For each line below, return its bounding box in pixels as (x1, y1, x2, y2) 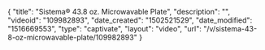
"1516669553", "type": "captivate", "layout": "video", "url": (7, 24, 202, 33)
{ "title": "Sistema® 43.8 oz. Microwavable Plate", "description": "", (7, 7, 231, 16)
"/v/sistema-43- (203, 24, 258, 33)
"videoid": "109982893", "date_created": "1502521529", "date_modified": (7, 15, 253, 25)
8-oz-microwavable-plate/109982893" (7, 32, 137, 42)
